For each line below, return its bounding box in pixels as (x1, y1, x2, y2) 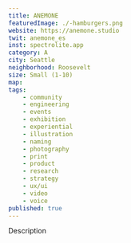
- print (22, 152, 48, 160)
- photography (22, 145, 69, 153)
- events (22, 108, 52, 116)
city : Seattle (8, 57, 56, 65)
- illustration (22, 130, 73, 138)
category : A (8, 49, 48, 57)
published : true (8, 204, 62, 212)
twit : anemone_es (8, 33, 66, 42)
